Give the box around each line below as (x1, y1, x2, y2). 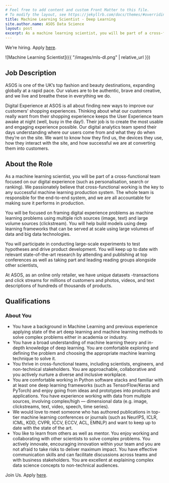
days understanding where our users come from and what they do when (5, 129, 155, 135)
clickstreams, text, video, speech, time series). (12, 404, 110, 410)
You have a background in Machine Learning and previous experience (12, 324, 158, 330)
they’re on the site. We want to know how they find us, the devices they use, (5, 134, 163, 141)
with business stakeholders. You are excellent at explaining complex (12, 457, 154, 463)
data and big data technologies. (5, 231, 71, 237)
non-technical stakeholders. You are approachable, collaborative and (12, 366, 156, 372)
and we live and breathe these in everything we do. (5, 92, 112, 99)
